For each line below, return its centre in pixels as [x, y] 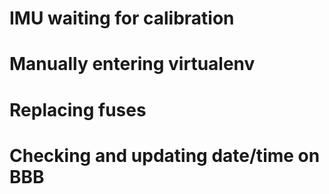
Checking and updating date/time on [165, 155]
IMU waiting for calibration [122, 18]
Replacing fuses [78, 109]
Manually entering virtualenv [132, 64]
